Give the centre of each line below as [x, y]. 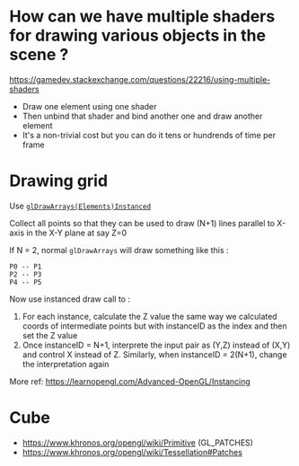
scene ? [39, 55]
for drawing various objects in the [138, 35]
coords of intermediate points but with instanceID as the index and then [154, 326]
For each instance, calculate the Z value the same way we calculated [149, 316]
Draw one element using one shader [89, 106]
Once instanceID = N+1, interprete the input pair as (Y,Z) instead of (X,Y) [156, 345]
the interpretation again [66, 364]
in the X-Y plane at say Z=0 [77, 233]
